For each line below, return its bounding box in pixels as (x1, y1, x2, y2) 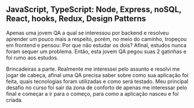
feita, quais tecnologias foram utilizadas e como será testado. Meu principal (6, 78, 189, 85)
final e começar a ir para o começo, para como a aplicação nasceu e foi (6, 90, 179, 97)
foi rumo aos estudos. (6, 54, 59, 61)
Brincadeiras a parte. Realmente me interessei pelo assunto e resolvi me (6, 65, 180, 72)
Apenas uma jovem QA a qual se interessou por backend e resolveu (6, 29, 169, 36)
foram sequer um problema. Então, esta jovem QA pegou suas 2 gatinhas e (6, 48, 187, 55)
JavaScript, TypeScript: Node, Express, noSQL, (6, 5, 182, 15)
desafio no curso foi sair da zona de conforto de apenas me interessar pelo (6, 84, 188, 91)
